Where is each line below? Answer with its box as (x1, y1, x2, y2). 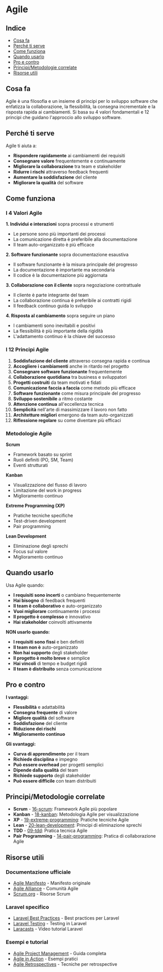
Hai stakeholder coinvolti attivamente (13, 619, 92, 625)
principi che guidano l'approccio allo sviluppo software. (6, 114, 122, 120)
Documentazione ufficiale (6, 868, 71, 875)
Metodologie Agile (6, 430, 52, 437)
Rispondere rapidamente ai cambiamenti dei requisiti (13, 152, 125, 158)
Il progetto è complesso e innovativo (13, 614, 91, 620)
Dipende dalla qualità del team (13, 767, 78, 773)
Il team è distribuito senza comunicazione (13, 665, 102, 672)
